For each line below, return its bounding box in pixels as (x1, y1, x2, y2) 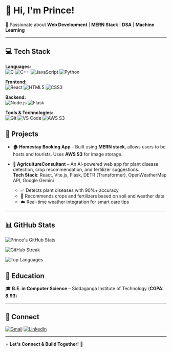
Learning (5, 27, 25, 33)
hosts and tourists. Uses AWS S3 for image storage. (12, 151, 123, 157)
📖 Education (5, 271, 45, 280)
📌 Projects (5, 130, 39, 139)
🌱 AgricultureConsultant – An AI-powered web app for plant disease (12, 161, 159, 167)
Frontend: (5, 79, 27, 85)
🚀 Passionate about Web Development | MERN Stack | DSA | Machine (5, 21, 155, 28)
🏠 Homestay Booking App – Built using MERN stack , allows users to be (12, 143, 166, 150)
